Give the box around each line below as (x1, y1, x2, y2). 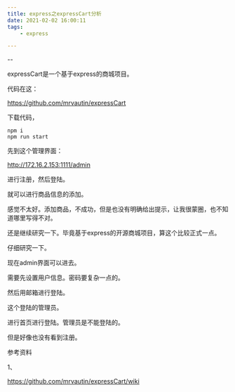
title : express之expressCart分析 (7, 10, 102, 18)
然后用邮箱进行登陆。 (7, 289, 69, 297)
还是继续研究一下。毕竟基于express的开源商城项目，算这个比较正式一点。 (7, 229, 221, 237)
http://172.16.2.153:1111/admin (7, 161, 91, 169)
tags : (7, 23, 23, 30)
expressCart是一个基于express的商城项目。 (7, 70, 133, 78)
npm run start (7, 133, 49, 141)
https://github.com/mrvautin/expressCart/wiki (7, 377, 140, 386)
